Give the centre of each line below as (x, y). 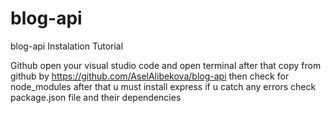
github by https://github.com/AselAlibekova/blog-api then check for (150, 76)
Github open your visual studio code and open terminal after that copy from (166, 65)
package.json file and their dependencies (96, 97)
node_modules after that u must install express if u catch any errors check (163, 86)
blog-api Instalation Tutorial (67, 46)
